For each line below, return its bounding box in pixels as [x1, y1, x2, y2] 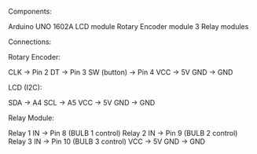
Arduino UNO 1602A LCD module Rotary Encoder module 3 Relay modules [8, 22, 249, 31]
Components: [8, 7, 53, 16]
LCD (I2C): [8, 82, 42, 92]
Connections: [8, 37, 52, 46]
